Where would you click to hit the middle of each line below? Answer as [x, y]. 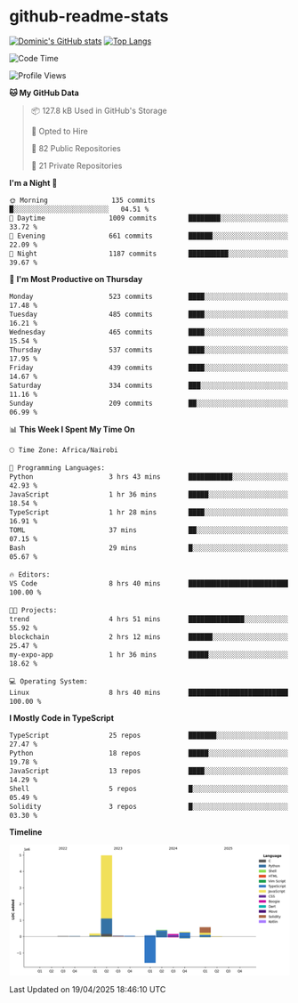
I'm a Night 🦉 [33, 182]
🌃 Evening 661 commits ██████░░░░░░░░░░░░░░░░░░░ [149, 236]
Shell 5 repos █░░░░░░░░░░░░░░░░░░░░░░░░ [149, 789]
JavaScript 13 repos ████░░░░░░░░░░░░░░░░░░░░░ [149, 771]
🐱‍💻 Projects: [33, 610]
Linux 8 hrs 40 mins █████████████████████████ [149, 692]
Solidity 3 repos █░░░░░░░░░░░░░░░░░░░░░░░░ [149, 806]
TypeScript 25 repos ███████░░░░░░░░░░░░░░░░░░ [149, 735]
